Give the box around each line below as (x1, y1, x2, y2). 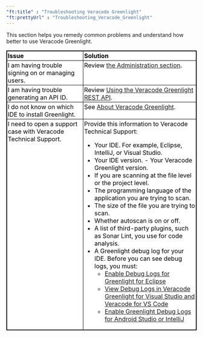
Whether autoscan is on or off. (94, 216, 181, 224)
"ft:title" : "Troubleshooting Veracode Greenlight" (6, 8, 142, 15)
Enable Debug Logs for (105, 269, 170, 278)
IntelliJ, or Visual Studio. (94, 148, 163, 157)
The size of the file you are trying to (94, 201, 195, 209)
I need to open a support (8, 119, 78, 128)
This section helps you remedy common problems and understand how (6, 31, 184, 38)
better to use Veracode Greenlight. (6, 38, 92, 45)
